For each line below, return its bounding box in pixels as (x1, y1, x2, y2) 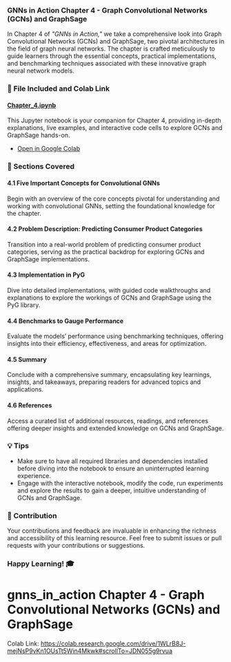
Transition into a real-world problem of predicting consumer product (7, 240, 201, 248)
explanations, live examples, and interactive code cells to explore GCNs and (7, 124, 223, 132)
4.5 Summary (7, 355, 47, 363)
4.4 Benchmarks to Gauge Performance (7, 317, 124, 325)
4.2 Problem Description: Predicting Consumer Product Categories (7, 225, 203, 233)
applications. (7, 385, 43, 394)
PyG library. (7, 300, 41, 309)
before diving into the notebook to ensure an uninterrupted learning (17, 464, 209, 472)
